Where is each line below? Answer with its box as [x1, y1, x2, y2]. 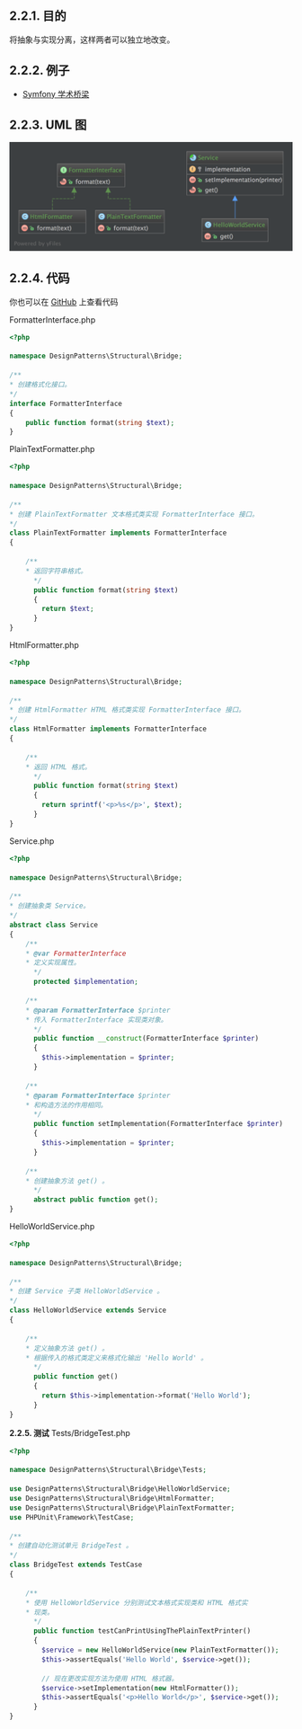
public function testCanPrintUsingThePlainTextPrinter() [32, 1627, 252, 1636]
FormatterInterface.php [9, 314, 96, 325]
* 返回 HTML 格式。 [25, 762, 92, 771]
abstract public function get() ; [32, 1195, 159, 1204]
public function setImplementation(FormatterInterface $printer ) [32, 1120, 283, 1129]
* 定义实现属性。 [25, 958, 81, 968]
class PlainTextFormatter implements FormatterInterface [9, 528, 227, 537]
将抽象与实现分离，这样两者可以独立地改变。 [9, 34, 175, 45]
